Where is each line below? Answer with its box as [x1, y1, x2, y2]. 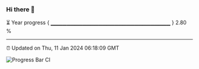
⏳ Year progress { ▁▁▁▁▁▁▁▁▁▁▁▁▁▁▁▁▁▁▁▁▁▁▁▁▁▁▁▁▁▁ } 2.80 [6, 19, 187, 26]
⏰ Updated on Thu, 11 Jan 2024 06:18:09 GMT [6, 44, 120, 52]
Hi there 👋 [6, 5, 36, 14]
